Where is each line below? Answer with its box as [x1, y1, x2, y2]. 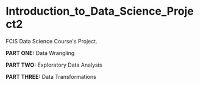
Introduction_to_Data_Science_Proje [5, 4, 194, 18]
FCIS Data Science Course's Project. [5, 37, 98, 45]
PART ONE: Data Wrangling [5, 49, 75, 56]
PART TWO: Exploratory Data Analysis [5, 61, 102, 68]
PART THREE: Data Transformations [5, 73, 97, 80]
